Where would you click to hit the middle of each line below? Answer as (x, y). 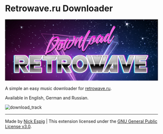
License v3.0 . (18, 127)
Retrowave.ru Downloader (59, 9)
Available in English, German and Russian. (47, 98)
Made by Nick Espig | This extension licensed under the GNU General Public (81, 121)
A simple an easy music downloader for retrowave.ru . (58, 89)
